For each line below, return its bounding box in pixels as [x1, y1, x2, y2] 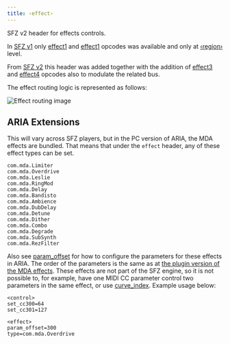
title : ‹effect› [7, 10, 53, 17]
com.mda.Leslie [7, 174, 51, 182]
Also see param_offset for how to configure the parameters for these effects [7, 252, 222, 260]
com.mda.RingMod [7, 180, 53, 187]
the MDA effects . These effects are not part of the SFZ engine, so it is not [7, 267, 214, 275]
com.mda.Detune [7, 210, 51, 217]
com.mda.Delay [7, 186, 48, 193]
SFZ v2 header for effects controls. [7, 29, 106, 37]
